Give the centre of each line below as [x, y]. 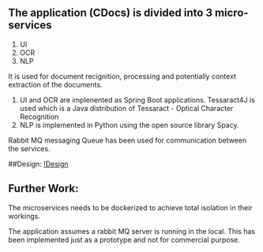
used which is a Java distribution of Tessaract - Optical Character [126, 108]
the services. [29, 148]
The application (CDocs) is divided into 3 [111, 13]
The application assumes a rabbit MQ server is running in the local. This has [131, 231]
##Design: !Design [38, 164]
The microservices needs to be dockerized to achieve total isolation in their [130, 207]
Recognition [39, 117]
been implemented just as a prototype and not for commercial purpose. [124, 239]
